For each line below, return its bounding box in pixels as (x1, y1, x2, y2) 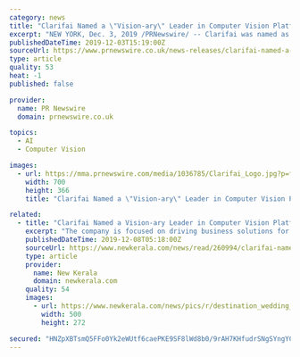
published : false (9, 79, 74, 88)
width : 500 (41, 310, 82, 319)
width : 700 (25, 178, 66, 187)
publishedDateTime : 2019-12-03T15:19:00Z (9, 37, 166, 47)
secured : (9, 334, 42, 344)
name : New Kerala (32, 269, 98, 278)
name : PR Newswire (17, 104, 87, 112)
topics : (9, 129, 38, 137)
